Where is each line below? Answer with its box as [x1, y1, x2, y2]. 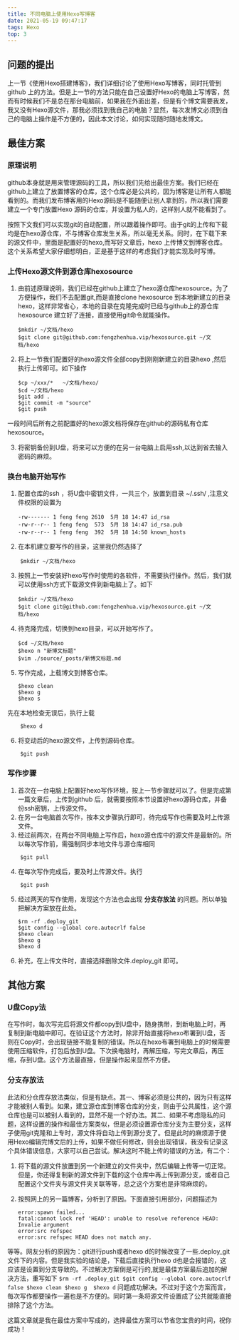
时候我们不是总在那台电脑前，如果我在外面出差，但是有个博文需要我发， [19, 97, 232, 106]
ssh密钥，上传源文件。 [23, 803, 91, 812]
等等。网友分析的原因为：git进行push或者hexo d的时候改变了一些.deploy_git [7, 1247, 230, 1256]
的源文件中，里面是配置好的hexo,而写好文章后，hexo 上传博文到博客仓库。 [7, 238, 226, 246]
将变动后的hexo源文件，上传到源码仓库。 [17, 736, 139, 745]
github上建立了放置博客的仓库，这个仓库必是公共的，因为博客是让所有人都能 [7, 187, 232, 196]
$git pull [20, 853, 50, 861]
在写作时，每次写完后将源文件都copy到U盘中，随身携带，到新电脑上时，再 [7, 1020, 226, 1028]
